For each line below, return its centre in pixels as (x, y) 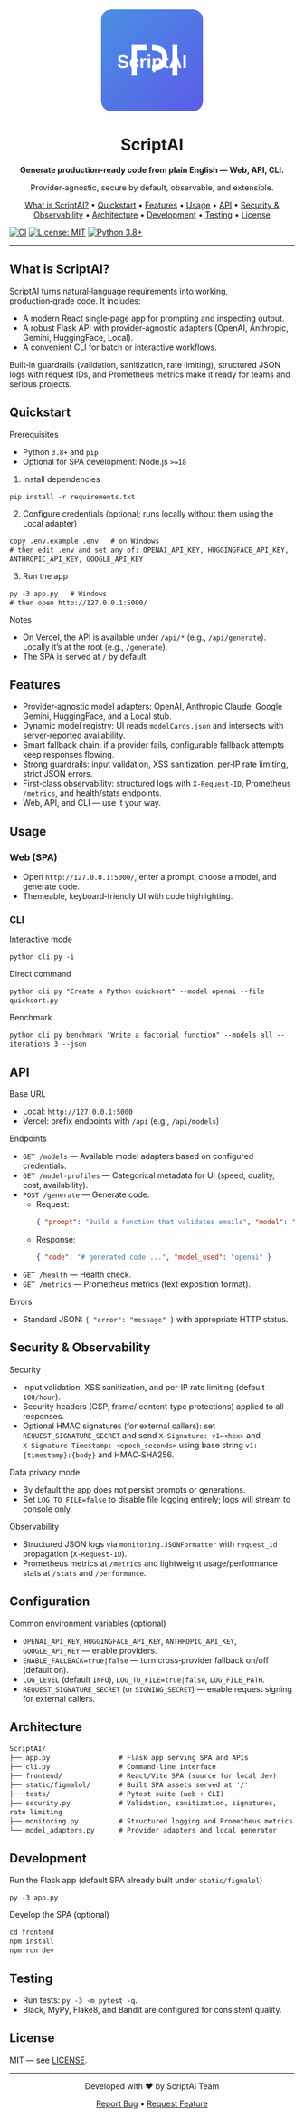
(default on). (46, 1669)
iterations (30, 1044)
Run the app (45, 575)
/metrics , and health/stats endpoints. (92, 793)
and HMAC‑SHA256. (136, 1455)
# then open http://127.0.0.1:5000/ (78, 603)
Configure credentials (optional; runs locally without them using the (148, 513)
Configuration (50, 1602)
